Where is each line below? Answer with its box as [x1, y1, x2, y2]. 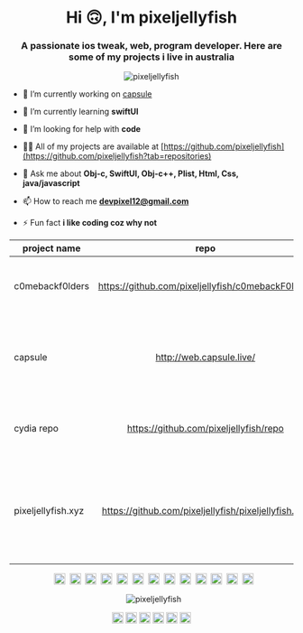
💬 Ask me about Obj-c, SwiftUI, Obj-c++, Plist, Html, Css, [22, 168, 239, 179]
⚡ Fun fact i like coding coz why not [22, 218, 158, 228]
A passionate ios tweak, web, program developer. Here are [21, 40, 282, 52]
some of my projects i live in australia [69, 51, 234, 63]
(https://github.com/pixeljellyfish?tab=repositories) [22, 151, 212, 162]
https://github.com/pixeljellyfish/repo [126, 423, 284, 435]
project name [22, 242, 81, 255]
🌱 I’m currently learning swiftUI [22, 107, 139, 117]
